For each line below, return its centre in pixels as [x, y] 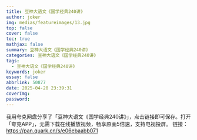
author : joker [24, 17]
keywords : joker [26, 72]
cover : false [22, 34]
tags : [13, 61]
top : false [19, 28]
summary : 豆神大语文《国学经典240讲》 [48, 50]
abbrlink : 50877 [26, 83]
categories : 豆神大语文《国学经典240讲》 [52, 55]
